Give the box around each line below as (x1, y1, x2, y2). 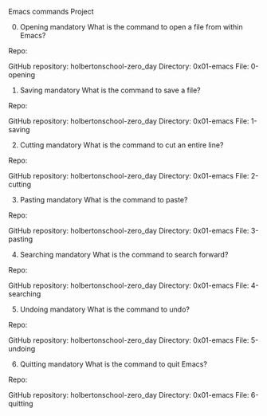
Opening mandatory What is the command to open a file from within (19, 22, 243, 31)
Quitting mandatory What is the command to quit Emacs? (19, 359, 207, 369)
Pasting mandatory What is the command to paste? (19, 195, 188, 204)
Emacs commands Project (8, 7, 94, 16)
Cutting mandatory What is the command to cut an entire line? (19, 140, 224, 150)
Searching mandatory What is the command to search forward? (19, 250, 229, 259)
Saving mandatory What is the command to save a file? (19, 85, 201, 95)
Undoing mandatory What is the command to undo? (19, 304, 190, 314)
